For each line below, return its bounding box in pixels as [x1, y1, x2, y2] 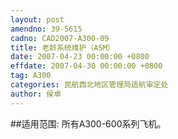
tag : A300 [10, 71, 52, 81]
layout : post [10, 14, 65, 25]
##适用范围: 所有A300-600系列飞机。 [10, 117, 167, 130]
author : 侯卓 [10, 89, 62, 99]
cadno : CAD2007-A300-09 [10, 33, 110, 43]
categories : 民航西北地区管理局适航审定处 [10, 80, 169, 90]
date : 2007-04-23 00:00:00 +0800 [10, 52, 150, 62]
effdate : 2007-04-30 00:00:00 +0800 [10, 61, 163, 71]
